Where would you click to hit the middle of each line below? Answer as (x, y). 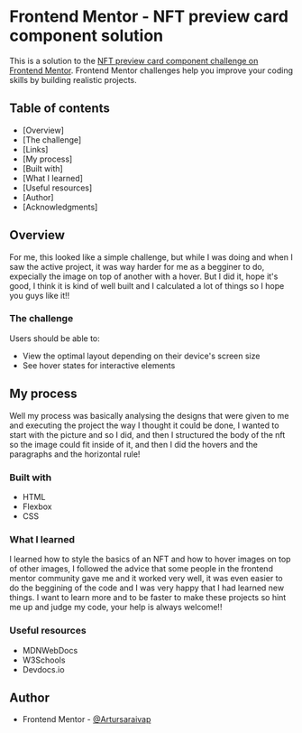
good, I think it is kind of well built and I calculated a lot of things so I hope (147, 285)
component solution (87, 36)
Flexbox (37, 506)
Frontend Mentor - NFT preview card (149, 17)
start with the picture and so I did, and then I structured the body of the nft (147, 434)
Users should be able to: (55, 338)
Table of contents (59, 109)
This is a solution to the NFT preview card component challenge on (134, 60)
